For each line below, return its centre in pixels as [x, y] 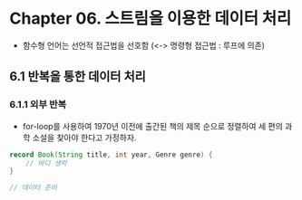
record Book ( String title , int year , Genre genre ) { [111, 155]
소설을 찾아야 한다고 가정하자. [84, 138]
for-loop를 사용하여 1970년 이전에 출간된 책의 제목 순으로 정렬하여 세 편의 [152, 126]
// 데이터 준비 [33, 188]
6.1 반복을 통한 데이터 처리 [78, 76]
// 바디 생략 [47, 163]
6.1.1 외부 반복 [38, 105]
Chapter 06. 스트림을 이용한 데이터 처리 [151, 19]
